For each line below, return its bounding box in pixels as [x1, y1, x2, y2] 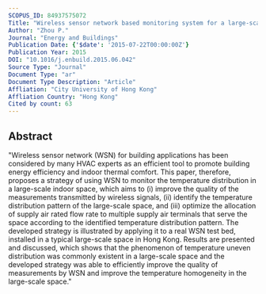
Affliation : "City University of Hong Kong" [8, 85, 158, 94]
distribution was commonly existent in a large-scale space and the [8, 251, 225, 261]
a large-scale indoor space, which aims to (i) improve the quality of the [8, 184, 239, 193]
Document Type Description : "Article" [8, 78, 136, 86]
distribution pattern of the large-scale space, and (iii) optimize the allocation [8, 200, 256, 210]
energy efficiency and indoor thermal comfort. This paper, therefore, [8, 167, 231, 177]
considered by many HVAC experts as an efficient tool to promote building [8, 158, 250, 168]
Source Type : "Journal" [8, 63, 87, 71]
